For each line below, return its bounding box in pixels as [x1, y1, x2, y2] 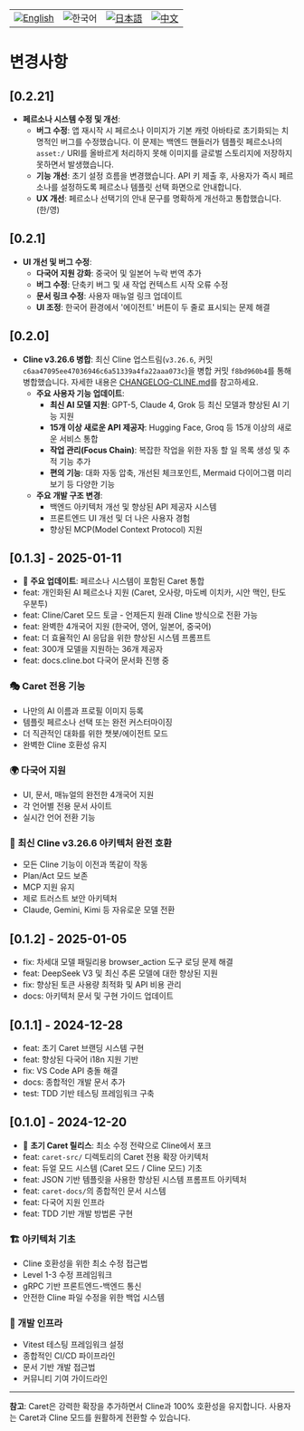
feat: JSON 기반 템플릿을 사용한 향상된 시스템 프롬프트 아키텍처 [22, 1173, 247, 1184]
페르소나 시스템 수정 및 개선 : [22, 113, 120, 124]
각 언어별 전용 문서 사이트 [22, 801, 113, 812]
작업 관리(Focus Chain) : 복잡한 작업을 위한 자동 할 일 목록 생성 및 [49, 444, 281, 455]
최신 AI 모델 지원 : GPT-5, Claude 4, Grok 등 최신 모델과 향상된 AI [49, 399, 280, 410]
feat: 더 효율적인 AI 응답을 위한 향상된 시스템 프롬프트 [22, 632, 211, 643]
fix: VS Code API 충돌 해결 [22, 1065, 119, 1076]
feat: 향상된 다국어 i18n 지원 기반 [22, 1054, 138, 1065]
